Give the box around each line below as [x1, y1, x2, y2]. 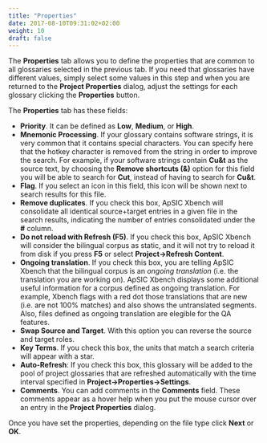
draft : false [8, 34, 52, 43]
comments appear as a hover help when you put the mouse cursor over [19, 394, 257, 404]
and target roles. [19, 335, 75, 344]
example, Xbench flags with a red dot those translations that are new [19, 292, 248, 302]
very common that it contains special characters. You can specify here [19, 138, 254, 148]
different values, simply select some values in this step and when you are [8, 73, 250, 83]
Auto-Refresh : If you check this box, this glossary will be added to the [19, 360, 253, 370]
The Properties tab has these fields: [8, 106, 128, 116]
